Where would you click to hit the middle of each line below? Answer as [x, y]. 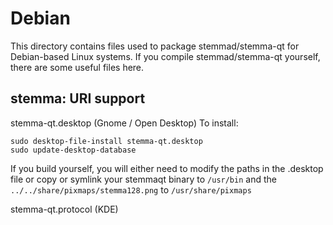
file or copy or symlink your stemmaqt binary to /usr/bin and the [143, 179]
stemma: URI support [78, 98]
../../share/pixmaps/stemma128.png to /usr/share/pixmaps [131, 189]
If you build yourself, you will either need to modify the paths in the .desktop [167, 168]
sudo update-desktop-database [73, 150]
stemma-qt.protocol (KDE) [64, 209]
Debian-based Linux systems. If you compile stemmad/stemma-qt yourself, [165, 56]
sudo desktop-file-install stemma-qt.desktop [106, 141]
